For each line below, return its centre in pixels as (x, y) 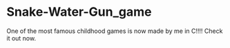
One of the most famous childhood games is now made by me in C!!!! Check (115, 31)
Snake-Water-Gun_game (79, 12)
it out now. (21, 38)
